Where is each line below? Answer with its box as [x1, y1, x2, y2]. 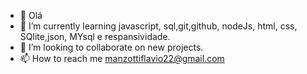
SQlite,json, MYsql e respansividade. [19, 31, 171, 42]
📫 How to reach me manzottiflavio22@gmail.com [19, 53, 225, 64]
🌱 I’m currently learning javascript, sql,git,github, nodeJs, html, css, [19, 20, 298, 32]
